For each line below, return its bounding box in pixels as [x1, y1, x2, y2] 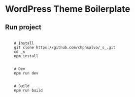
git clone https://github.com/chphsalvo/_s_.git [14, 45, 116, 50]
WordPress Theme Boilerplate [5, 3, 131, 15]
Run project [5, 23, 42, 31]
